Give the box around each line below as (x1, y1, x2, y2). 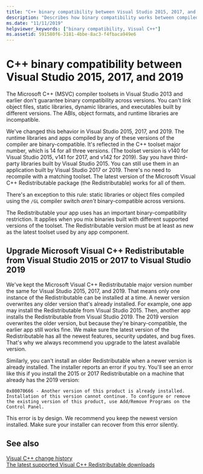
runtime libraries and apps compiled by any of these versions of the (6, 134, 175, 142)
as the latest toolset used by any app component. (6, 228, 129, 236)
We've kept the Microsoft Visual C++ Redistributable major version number (6, 281, 193, 288)
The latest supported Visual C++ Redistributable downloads (6, 461, 155, 468)
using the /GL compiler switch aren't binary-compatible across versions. (6, 197, 185, 205)
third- (173, 154, 188, 161)
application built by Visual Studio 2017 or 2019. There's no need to (6, 166, 171, 174)
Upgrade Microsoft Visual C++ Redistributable (6, 246, 184, 256)
